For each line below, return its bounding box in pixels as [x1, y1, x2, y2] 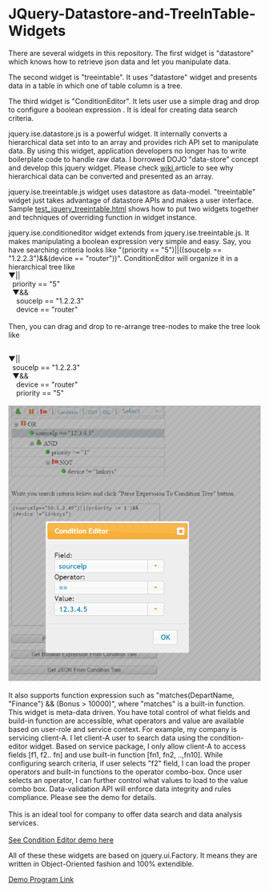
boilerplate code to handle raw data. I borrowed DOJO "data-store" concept [8, 154, 259, 164]
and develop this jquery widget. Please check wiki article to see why [8, 163, 234, 172]
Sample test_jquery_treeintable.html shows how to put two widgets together [8, 203, 259, 213]
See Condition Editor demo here [8, 835, 114, 845]
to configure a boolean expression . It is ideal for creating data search [8, 105, 238, 115]
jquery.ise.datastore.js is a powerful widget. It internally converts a [8, 129, 228, 139]
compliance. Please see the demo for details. [8, 793, 158, 802]
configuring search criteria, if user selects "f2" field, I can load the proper [8, 758, 251, 769]
